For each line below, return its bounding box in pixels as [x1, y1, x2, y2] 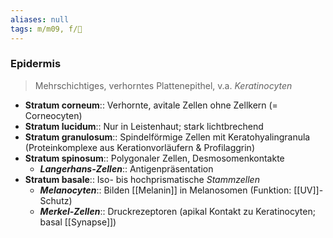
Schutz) [39, 194, 73, 206]
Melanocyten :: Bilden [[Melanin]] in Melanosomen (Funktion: [39, 184, 292, 196]
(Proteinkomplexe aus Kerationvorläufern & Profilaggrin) [24, 141, 255, 153]
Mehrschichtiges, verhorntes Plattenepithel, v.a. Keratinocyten [34, 79, 293, 91]
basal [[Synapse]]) [39, 216, 117, 228]
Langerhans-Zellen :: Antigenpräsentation [39, 162, 214, 175]
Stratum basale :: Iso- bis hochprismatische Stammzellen [24, 173, 260, 185]
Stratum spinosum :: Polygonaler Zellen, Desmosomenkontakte [24, 152, 285, 164]
